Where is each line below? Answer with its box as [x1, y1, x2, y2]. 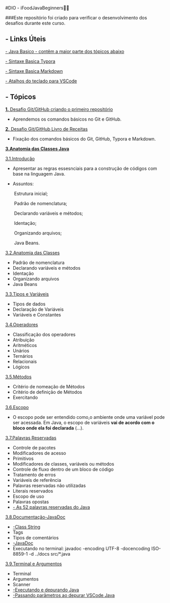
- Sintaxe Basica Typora [5, 58, 55, 64]
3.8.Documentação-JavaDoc [5, 514, 66, 520]
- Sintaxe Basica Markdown [5, 68, 63, 74]
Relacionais [12, 358, 37, 364]
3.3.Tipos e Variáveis [5, 291, 49, 297]
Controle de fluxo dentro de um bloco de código [12, 466, 114, 472]
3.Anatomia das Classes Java [5, 146, 70, 152]
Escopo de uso [12, 493, 44, 499]
